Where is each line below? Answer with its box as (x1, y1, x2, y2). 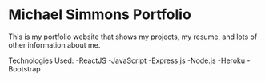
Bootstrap (8, 64, 42, 73)
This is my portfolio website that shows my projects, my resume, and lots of (8, 32, 258, 41)
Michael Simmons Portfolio (8, 6, 192, 24)
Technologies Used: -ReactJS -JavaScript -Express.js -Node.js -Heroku (8, 56, 246, 65)
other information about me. (8, 40, 101, 49)
